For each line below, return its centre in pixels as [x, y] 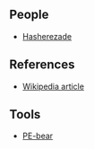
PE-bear [38, 136]
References [42, 65]
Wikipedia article [53, 86]
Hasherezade [47, 36]
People [29, 15]
